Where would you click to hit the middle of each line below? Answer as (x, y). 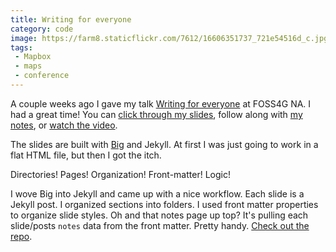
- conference (42, 76)
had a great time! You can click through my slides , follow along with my (156, 114)
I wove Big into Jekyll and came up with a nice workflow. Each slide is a (157, 193)
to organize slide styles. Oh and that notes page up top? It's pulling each (159, 215)
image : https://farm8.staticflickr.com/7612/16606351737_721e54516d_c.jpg (169, 38)
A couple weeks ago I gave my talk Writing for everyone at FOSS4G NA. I (161, 103)
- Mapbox (33, 57)
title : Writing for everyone (71, 19)
